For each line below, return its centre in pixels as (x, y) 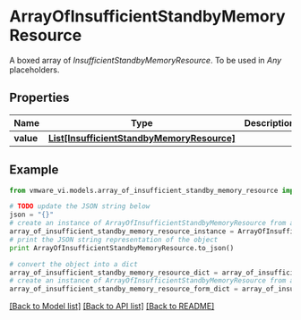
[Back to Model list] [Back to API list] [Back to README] (112, 307)
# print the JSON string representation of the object (114, 240)
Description (270, 122)
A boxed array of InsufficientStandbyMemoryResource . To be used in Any (146, 60)
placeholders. (34, 70)
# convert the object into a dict (74, 264)
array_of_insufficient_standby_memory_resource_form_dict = (124, 289)
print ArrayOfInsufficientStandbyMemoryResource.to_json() (122, 248)
